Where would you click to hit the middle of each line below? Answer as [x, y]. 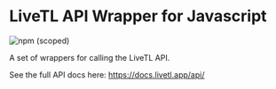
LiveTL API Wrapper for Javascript [138, 16]
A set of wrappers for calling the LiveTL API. [90, 57]
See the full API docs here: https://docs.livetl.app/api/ [107, 74]
